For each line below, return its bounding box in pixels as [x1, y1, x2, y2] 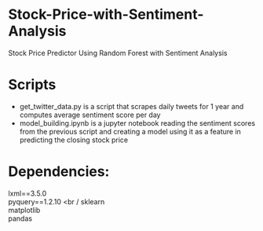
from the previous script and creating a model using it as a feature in [19, 126, 242, 136]
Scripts [8, 76, 57, 93]
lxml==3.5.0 [8, 189, 47, 198]
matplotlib [8, 205, 41, 214]
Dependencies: [8, 163, 110, 181]
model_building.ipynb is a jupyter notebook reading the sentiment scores [19, 118, 256, 127]
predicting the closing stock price [19, 135, 128, 145]
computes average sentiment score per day [19, 110, 161, 119]
